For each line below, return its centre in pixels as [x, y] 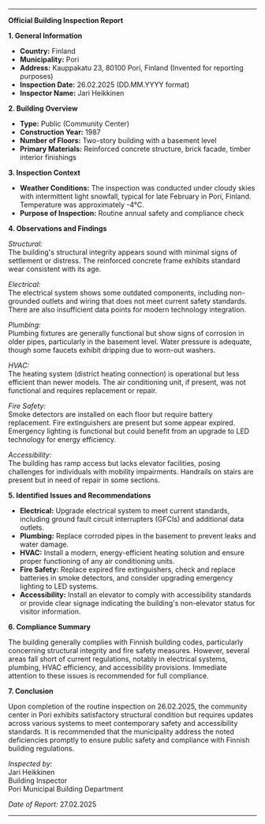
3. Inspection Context [44, 172]
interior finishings [48, 157]
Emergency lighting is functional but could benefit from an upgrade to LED [129, 431]
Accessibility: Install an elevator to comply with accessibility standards [135, 595]
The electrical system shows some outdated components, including [118, 293]
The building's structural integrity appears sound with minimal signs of [123, 252]
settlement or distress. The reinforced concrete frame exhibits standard [124, 261]
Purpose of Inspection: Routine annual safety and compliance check [132, 213]
